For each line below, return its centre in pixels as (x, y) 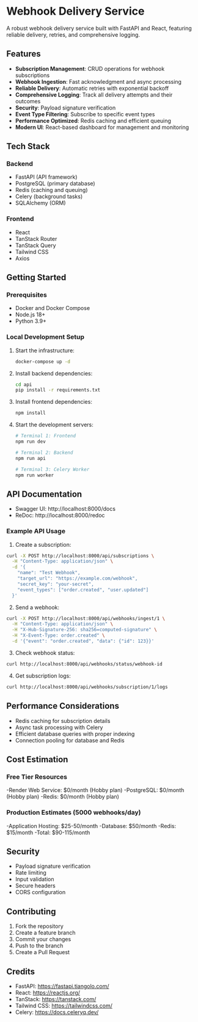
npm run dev (30, 442)
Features (24, 54)
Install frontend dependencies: (54, 402)
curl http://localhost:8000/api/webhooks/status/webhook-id (85, 664)
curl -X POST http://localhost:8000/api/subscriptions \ (80, 556)
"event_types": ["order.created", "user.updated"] (83, 590)
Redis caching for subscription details (63, 720)
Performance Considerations (63, 706)
